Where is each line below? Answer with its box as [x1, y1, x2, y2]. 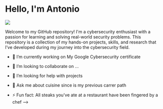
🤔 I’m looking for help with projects [12, 72, 83, 79]
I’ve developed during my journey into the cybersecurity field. [5, 44, 130, 50]
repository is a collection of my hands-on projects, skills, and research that [5, 39, 157, 45]
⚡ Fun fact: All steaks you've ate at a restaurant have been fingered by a [12, 92, 158, 98]
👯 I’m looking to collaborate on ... [12, 63, 79, 69]
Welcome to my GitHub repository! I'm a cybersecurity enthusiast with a [5, 28, 151, 35]
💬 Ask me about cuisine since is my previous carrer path [12, 82, 127, 88]
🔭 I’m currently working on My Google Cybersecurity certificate [12, 54, 141, 60]
